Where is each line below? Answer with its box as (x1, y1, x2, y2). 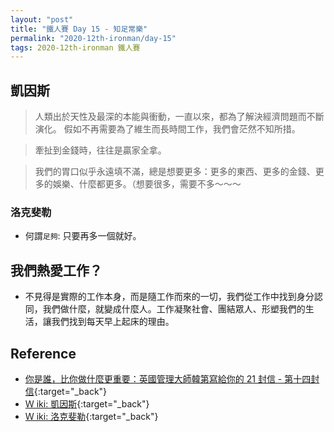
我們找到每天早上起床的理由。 (51, 316, 175, 328)
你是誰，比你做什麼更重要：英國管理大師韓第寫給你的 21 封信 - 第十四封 (24, 372, 320, 385)
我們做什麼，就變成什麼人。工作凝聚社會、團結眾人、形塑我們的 (42, 303, 306, 315)
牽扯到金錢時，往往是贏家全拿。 (34, 144, 167, 156)
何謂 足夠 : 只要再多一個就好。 (24, 230, 142, 242)
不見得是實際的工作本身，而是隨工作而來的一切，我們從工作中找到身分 (24, 291, 315, 303)
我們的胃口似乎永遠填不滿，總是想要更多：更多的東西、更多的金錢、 (34, 166, 316, 178)
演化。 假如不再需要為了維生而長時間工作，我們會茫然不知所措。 (34, 123, 301, 135)
